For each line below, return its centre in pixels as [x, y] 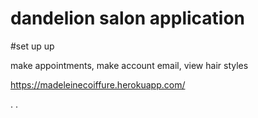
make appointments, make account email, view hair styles [129, 65]
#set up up [32, 46]
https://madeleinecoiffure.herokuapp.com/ [98, 84]
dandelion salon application [128, 18]
